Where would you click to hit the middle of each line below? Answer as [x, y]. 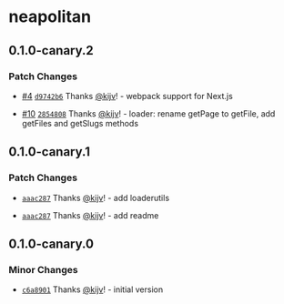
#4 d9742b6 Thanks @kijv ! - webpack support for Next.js [127, 96]
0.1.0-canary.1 [50, 152]
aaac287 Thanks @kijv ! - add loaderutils [96, 198]
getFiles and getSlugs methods [80, 123]
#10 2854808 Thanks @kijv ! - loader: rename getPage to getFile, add [148, 113]
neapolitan [50, 17]
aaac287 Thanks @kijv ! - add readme [90, 215]
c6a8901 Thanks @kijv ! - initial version [92, 289]
